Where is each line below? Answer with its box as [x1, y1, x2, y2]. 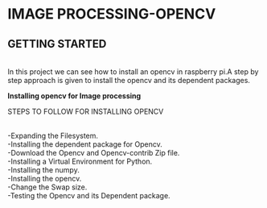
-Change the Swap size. [7, 182, 88, 192]
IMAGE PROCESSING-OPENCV [7, 5, 216, 23]
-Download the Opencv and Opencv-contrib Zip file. [7, 148, 180, 157]
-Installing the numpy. [7, 165, 80, 174]
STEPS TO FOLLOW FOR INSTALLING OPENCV [7, 106, 164, 116]
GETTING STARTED [7, 37, 107, 51]
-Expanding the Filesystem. [7, 131, 98, 140]
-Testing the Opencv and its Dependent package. [7, 191, 170, 200]
